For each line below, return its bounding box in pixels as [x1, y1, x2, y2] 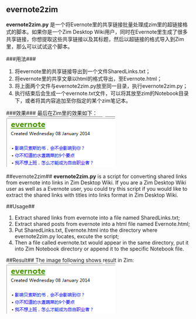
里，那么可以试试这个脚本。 [6, 43, 73, 50]
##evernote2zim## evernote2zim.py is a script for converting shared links [6, 173, 187, 180]
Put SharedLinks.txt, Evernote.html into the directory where [14, 227, 158, 234]
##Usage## [6, 203, 35, 210]
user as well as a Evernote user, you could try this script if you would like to [6, 185, 188, 192]
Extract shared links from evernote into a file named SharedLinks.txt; [14, 214, 180, 221]
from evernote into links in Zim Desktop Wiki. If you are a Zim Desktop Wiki [6, 179, 186, 186]
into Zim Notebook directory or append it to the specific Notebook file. [14, 245, 184, 252]
